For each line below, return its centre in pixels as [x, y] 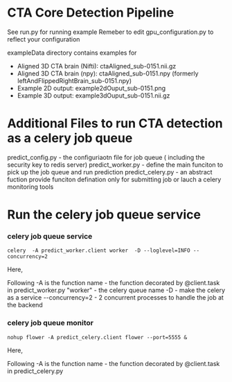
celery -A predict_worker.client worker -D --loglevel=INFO [99, 251]
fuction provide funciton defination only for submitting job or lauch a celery [114, 179]
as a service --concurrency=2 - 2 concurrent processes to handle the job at [115, 298]
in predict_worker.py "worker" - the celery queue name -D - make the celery [116, 290]
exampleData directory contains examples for [72, 53]
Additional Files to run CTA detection [115, 124]
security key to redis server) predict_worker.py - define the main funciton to [115, 165]
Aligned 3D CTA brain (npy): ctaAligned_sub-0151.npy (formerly [108, 73]
